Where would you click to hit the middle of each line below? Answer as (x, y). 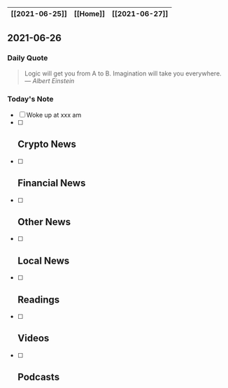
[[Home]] (90, 14)
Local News (43, 260)
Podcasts (38, 377)
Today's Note (30, 99)
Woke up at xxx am (54, 115)
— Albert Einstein (49, 80)
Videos (33, 338)
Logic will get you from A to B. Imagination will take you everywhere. (123, 73)
